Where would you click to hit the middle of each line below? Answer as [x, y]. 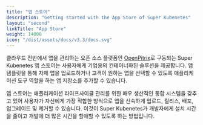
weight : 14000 [24, 34]
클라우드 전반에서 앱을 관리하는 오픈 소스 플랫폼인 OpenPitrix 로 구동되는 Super [99, 58]
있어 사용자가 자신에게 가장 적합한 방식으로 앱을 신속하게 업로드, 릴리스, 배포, [103, 101]
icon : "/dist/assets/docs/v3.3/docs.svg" [59, 40]
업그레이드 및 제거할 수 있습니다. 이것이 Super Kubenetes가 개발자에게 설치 [96, 108]
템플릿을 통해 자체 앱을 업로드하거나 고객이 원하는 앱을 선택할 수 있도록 [89, 73]
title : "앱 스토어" [28, 12]
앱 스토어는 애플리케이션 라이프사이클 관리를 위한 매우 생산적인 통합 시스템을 [96, 93]
